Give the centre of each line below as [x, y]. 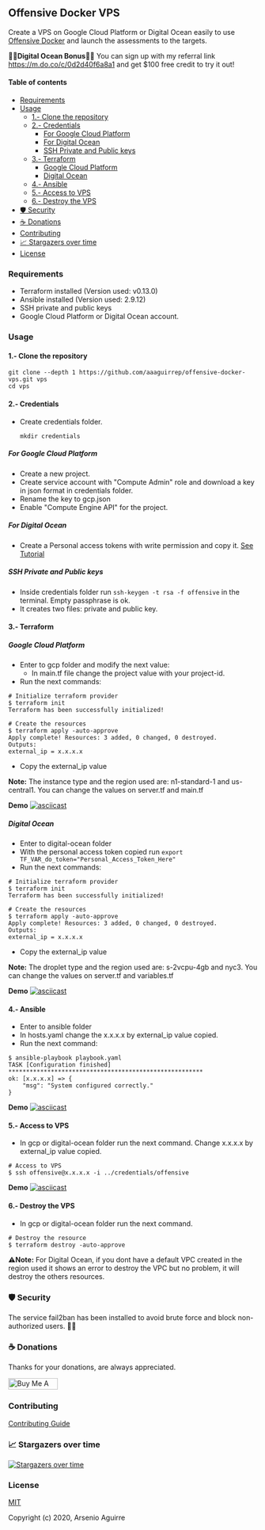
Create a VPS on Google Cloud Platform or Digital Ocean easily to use [122, 32]
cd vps [19, 386]
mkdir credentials [50, 436]
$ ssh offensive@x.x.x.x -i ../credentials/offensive [99, 1173]
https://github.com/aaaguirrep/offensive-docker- [162, 373]
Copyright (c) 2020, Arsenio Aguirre [67, 1518]
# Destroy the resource [47, 1238]
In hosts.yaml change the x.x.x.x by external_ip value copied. [119, 1035]
